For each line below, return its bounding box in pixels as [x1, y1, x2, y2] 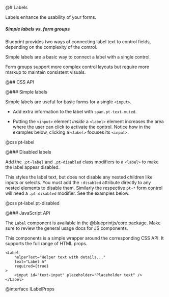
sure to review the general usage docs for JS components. [5, 225, 128, 231]
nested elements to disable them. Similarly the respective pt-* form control [5, 185, 163, 191]
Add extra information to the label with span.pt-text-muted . [12, 108, 137, 114]
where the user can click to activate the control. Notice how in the [12, 124, 151, 130]
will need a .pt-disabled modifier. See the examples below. [5, 190, 130, 196]
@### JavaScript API [5, 210, 50, 216]
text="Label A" [14, 259, 47, 264]
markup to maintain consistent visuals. [5, 69, 86, 75]
